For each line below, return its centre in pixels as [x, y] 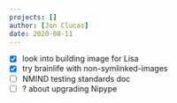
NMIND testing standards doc [76, 78]
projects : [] [33, 17]
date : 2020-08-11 [41, 33]
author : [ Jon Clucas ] [49, 26]
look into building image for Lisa [80, 59]
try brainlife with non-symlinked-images [95, 69]
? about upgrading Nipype [69, 88]
